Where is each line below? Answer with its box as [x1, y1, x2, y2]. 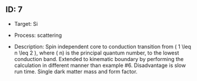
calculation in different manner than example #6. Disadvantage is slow [14, 62, 186, 69]
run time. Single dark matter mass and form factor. [14, 67, 138, 75]
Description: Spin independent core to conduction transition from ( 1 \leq [14, 43, 191, 50]
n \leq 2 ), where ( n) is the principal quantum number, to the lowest [14, 49, 179, 56]
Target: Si [14, 20, 38, 27]
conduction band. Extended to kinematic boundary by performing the [14, 55, 184, 62]
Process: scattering [14, 32, 62, 39]
